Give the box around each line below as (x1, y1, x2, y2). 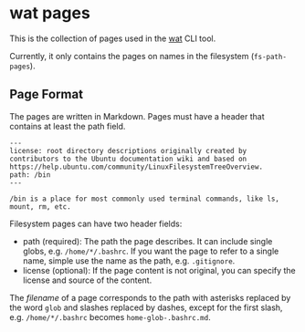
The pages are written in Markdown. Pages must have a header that (9, 110, 265, 121)
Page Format (9, 87, 84, 102)
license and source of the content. (22, 275, 152, 285)
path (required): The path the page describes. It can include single (22, 235, 273, 246)
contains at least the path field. (9, 120, 126, 131)
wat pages (9, 3, 91, 24)
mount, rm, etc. (9, 202, 71, 212)
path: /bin (9, 170, 51, 180)
